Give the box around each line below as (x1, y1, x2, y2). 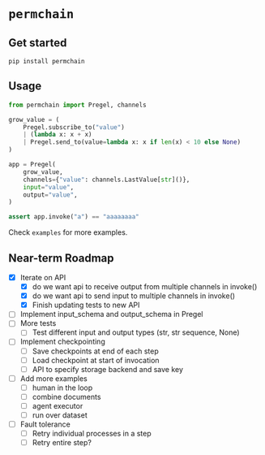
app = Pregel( (8, 161, 57, 169)
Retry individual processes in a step (32, 429, 152, 439)
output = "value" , (23, 190, 79, 199)
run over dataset (32, 409, 88, 420)
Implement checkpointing (19, 336, 105, 347)
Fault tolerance (19, 419, 71, 429)
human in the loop (32, 383, 93, 392)
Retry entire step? (32, 438, 92, 448)
